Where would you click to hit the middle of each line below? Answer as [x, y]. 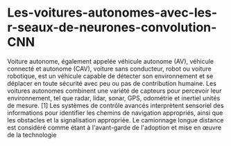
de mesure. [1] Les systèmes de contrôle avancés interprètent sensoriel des [115, 105]
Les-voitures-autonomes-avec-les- [112, 13]
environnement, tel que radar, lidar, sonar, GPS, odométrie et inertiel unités [114, 98]
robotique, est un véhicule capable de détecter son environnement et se [110, 76]
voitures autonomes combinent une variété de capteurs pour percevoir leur [114, 91]
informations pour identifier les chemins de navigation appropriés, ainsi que [115, 113]
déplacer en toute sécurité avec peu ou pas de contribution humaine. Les [112, 83]
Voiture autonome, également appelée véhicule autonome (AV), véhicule [110, 61]
